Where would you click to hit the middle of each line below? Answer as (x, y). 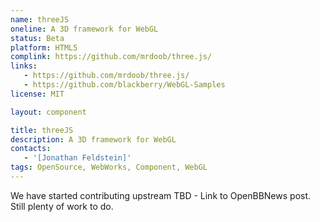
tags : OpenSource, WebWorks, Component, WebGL (109, 167)
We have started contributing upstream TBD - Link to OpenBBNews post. (161, 195)
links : (24, 66)
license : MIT (37, 94)
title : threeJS (42, 130)
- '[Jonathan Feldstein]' (77, 158)
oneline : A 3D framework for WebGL (84, 29)
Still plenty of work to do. (62, 206)
